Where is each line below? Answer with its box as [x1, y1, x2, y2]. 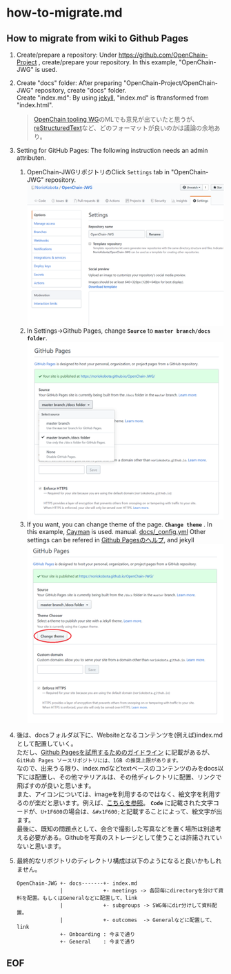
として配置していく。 [16, 739, 77, 748]
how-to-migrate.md [6, 5, 123, 21]
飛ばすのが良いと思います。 [16, 782, 95, 790]
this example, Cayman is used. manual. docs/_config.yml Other [26, 527, 206, 535]
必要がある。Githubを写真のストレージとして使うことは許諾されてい [28, 834, 222, 842]
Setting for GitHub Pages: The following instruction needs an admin [16, 147, 208, 154]
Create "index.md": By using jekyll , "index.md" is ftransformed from [16, 93, 209, 102]
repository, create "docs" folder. [34, 86, 127, 94]
